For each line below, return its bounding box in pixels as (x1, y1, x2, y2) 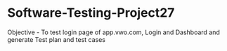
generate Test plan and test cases (7, 35, 105, 43)
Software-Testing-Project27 (7, 5, 175, 21)
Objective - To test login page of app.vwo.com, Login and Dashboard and (7, 28, 220, 36)
